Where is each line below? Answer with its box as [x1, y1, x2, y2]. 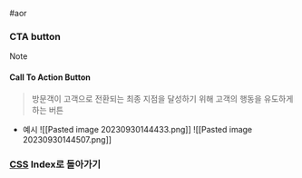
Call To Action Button [9, 72, 91, 83]
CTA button [9, 30, 62, 43]
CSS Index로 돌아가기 [9, 158, 102, 171]
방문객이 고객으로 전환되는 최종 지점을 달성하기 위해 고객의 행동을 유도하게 [31, 93, 294, 104]
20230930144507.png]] [22, 133, 112, 144]
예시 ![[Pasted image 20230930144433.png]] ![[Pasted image [22, 124, 253, 134]
